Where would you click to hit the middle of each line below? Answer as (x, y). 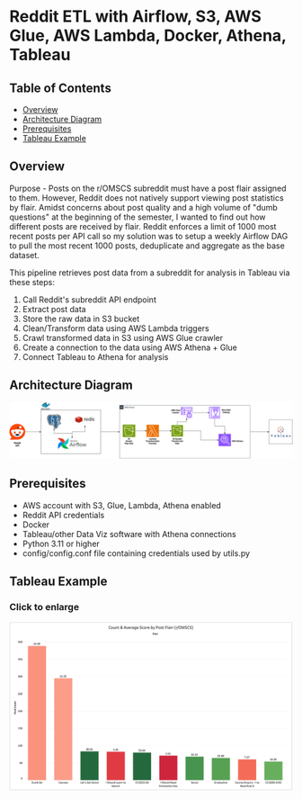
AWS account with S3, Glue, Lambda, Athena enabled (122, 505)
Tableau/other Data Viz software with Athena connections (129, 534)
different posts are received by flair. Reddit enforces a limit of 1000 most (143, 226)
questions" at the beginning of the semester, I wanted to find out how (138, 217)
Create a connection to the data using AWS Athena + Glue (130, 347)
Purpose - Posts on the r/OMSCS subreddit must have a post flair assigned (148, 188)
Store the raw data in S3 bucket (81, 319)
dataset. (25, 255)
